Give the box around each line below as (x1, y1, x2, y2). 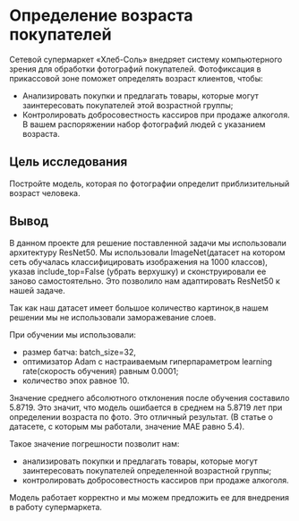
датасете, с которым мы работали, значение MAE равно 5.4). (9, 421, 245, 431)
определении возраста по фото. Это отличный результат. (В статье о (9, 411, 273, 422)
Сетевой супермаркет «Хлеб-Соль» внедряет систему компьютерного (9, 54, 283, 64)
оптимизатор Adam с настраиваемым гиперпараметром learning (21, 355, 273, 367)
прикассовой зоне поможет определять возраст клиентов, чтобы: (9, 73, 263, 83)
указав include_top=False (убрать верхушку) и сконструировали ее (9, 266, 267, 277)
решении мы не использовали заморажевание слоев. (9, 312, 217, 322)
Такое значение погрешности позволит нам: (9, 438, 180, 448)
